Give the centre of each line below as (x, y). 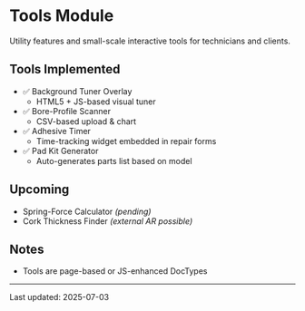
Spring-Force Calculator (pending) (87, 211)
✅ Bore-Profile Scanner (67, 111)
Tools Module (62, 16)
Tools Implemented (65, 69)
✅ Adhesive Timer (56, 131)
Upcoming (39, 190)
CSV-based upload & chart (86, 121)
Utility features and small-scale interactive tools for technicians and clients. (150, 41)
